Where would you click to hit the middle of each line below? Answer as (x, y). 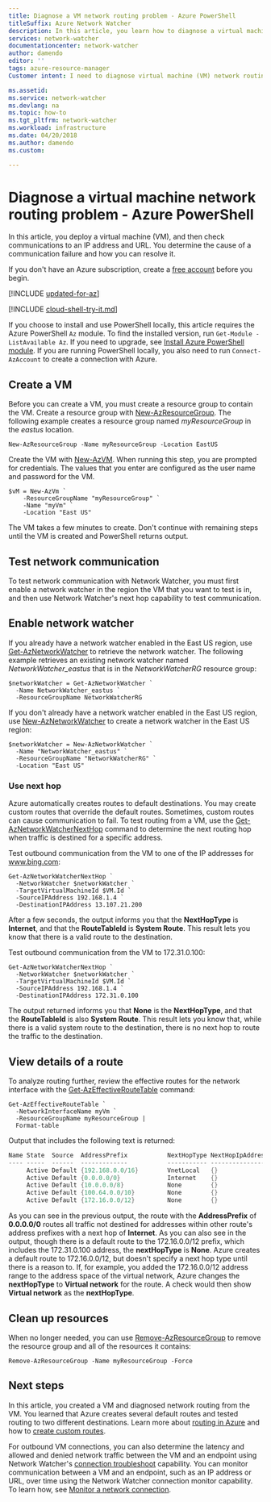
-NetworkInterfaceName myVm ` (66, 1111)
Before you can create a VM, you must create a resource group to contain (131, 404)
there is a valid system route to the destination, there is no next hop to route (134, 1028)
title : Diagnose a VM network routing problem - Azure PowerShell (122, 16)
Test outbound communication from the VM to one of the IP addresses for (131, 853)
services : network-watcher (54, 38)
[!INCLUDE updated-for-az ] (54, 294)
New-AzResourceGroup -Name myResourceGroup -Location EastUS (113, 444)
